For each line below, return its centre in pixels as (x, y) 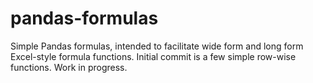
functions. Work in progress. (69, 67)
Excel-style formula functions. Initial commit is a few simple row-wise (153, 56)
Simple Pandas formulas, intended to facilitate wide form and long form (157, 46)
